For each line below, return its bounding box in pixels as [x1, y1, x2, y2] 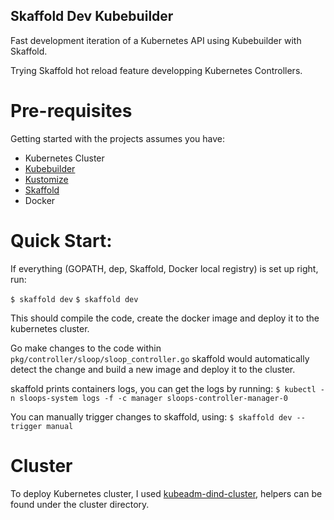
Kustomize [24, 173, 69, 185]
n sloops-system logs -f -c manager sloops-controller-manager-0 [10, 393, 288, 403]
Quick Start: [10, 229, 113, 252]
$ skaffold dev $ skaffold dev [10, 294, 139, 304]
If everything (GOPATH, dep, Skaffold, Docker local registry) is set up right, [10, 262, 319, 274]
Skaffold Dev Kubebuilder [10, 8, 174, 25]
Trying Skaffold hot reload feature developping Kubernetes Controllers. [10, 64, 303, 76]
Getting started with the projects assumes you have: [10, 132, 225, 144]
